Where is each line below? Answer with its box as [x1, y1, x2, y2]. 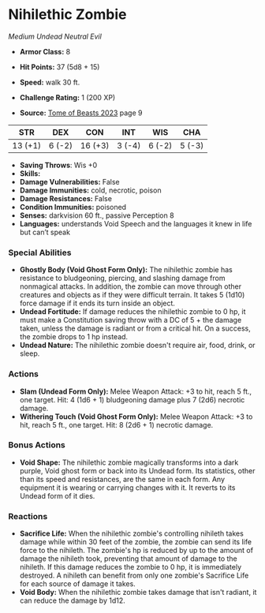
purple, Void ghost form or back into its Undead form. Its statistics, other [19, 465, 256, 475]
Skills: [19, 168, 41, 178]
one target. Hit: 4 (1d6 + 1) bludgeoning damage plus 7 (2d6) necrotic [19, 394, 245, 404]
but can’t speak [19, 227, 71, 237]
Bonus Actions [8, 439, 65, 450]
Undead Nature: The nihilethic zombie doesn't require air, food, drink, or [19, 341, 256, 350]
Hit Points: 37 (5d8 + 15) [19, 62, 100, 72]
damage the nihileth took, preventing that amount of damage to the [19, 554, 238, 563]
